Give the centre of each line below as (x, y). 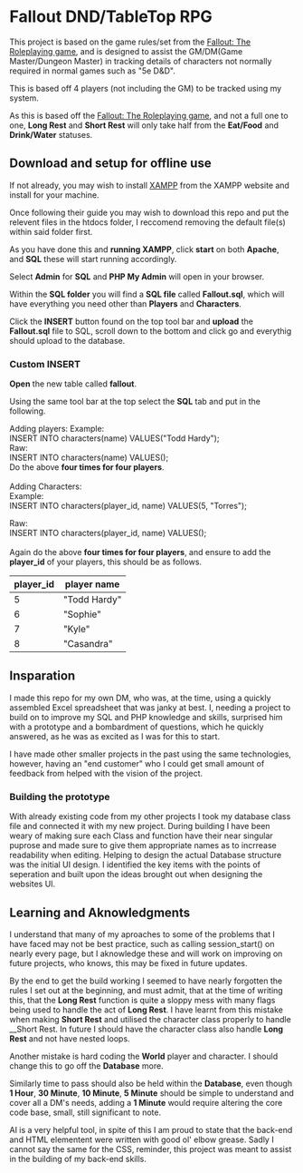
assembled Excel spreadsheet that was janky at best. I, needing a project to (150, 707)
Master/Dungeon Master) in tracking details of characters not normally (141, 61)
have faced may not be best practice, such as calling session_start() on (142, 943)
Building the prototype (60, 797)
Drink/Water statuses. (51, 134)
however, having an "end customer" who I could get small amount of (137, 763)
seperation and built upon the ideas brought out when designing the (136, 875)
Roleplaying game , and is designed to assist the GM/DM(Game (126, 51)
